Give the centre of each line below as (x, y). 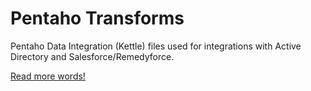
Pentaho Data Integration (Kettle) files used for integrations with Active (156, 46)
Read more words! (48, 76)
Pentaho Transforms (97, 18)
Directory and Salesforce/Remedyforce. (92, 56)
